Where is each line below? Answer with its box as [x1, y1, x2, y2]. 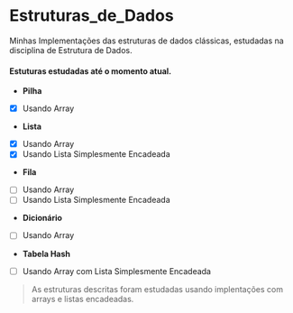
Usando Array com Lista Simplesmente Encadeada [22, 265, 212, 276]
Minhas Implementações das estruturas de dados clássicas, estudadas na [9, 35, 284, 46]
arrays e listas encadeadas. [31, 293, 134, 304]
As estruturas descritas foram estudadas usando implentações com [31, 283, 284, 294]
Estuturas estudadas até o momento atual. [9, 65, 172, 77]
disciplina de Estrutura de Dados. [9, 44, 133, 55]
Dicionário [22, 213, 63, 224]
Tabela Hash [22, 248, 70, 259]
